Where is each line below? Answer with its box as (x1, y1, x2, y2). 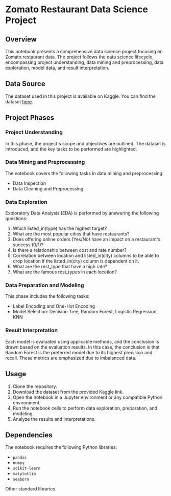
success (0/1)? (12, 242, 44, 248)
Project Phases (5, 114, 55, 122)
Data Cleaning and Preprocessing (12, 185, 84, 191)
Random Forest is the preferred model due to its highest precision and (5, 349, 153, 355)
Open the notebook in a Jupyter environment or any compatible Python (12, 394, 163, 400)
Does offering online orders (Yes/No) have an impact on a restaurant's (12, 236, 161, 243)
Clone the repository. (12, 383, 57, 390)
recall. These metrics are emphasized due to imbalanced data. (5, 355, 137, 361)
